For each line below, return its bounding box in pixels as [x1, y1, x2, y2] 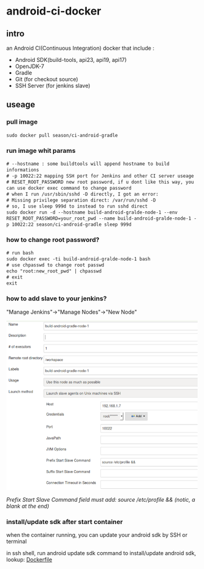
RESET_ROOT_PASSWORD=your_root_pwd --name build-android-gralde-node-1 [6, 215, 191, 221]
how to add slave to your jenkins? [6, 294, 107, 303]
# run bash [6, 250, 34, 256]
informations [6, 167, 39, 173]
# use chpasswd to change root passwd [6, 262, 104, 268]
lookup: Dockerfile [6, 556, 53, 564]
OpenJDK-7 [15, 62, 44, 70]
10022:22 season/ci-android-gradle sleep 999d [12, 221, 132, 227]
